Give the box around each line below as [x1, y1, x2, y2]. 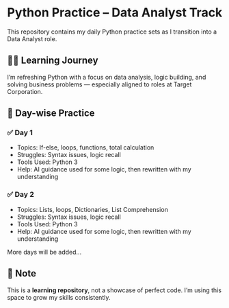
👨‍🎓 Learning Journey [7, 55, 98, 67]
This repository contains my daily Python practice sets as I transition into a [7, 27, 217, 36]
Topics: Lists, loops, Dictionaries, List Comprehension [16, 205, 169, 213]
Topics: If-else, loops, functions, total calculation [16, 143, 154, 152]
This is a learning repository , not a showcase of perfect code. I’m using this [7, 286, 222, 294]
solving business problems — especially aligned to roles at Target [7, 80, 192, 88]
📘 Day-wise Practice [7, 108, 95, 119]
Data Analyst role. [7, 34, 57, 43]
